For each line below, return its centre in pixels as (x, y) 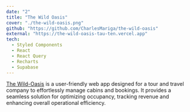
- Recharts (25, 61)
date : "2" (18, 12)
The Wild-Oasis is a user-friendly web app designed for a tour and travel (95, 84)
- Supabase (25, 67)
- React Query (29, 56)
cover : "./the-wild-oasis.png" (45, 23)
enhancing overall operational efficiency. (56, 103)
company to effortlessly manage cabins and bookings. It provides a (89, 91)
